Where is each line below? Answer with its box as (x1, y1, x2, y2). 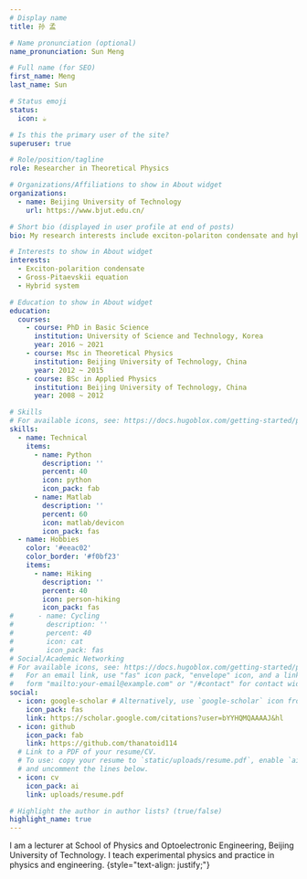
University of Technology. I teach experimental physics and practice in (9, 850, 275, 861)
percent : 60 (42, 509, 89, 519)
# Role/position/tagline (9, 155, 104, 164)
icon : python (42, 476, 92, 485)
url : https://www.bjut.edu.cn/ (26, 206, 145, 215)
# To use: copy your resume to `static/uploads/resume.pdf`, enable (17, 756, 284, 766)
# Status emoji (9, 97, 68, 106)
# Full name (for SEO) (9, 63, 96, 73)
